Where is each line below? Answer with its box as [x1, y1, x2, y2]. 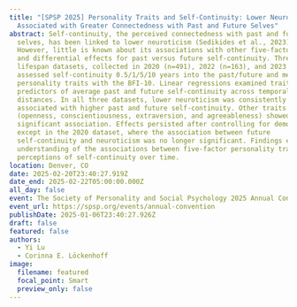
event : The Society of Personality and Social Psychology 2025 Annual [9, 194, 275, 203]
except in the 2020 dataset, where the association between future [17, 128, 271, 137]
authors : [9, 235, 42, 244]
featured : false [9, 226, 69, 235]
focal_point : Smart [17, 276, 89, 285]
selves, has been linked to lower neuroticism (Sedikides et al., [17, 37, 267, 47]
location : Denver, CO [9, 161, 89, 170]
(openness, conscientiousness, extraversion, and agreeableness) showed [17, 111, 291, 120]
